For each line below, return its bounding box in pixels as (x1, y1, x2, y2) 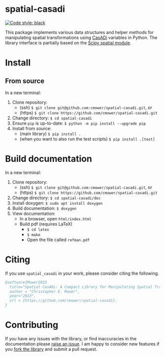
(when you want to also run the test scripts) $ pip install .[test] (19, 136, 156, 142)
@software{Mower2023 (5, 280, 48, 285)
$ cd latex (27, 227, 49, 232)
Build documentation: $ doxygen (12, 205, 77, 211)
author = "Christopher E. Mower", (9, 289, 80, 294)
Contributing (5, 320, 58, 331)
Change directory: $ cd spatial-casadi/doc (12, 195, 101, 201)
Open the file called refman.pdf (27, 237, 90, 243)
